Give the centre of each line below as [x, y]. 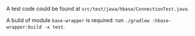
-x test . [55, 27]
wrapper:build [24, 27]
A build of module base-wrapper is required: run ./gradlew [78, 20]
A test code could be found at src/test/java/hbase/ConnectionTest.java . [98, 9]
